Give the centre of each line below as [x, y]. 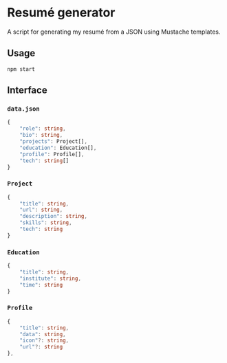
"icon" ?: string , [44, 341]
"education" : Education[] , [58, 148]
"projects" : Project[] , [54, 142]
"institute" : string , [50, 278]
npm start [21, 69]
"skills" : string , [46, 223]
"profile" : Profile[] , [52, 154]
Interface [27, 90]
